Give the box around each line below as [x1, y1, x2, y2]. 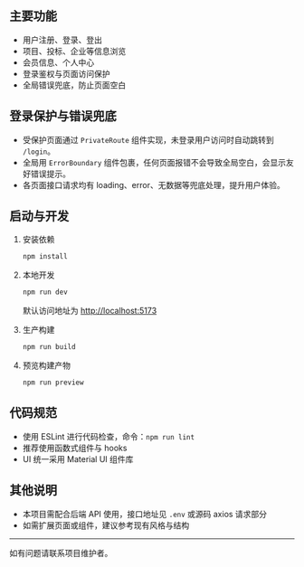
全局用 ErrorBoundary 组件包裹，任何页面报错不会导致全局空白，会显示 [22, 156, 287, 167]
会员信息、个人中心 [22, 57, 95, 68]
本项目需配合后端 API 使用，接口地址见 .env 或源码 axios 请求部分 [22, 508, 268, 519]
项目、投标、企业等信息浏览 [22, 45, 127, 56]
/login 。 [22, 146, 56, 156]
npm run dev [22, 288, 68, 297]
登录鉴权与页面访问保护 [22, 68, 110, 79]
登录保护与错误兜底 [9, 109, 117, 124]
